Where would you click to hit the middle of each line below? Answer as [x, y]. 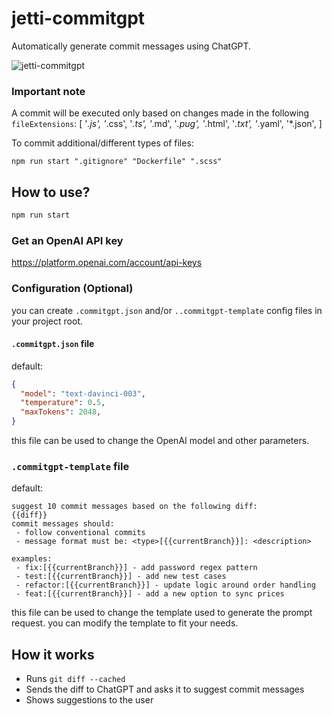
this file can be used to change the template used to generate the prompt [162, 613]
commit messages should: [63, 524]
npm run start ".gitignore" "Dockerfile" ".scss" [117, 162]
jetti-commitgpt [78, 18]
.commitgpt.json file [53, 344]
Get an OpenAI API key [67, 240]
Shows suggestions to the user [89, 700]
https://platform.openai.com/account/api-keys [107, 263]
